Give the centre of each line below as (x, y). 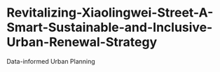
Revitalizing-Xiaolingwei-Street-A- (110, 13)
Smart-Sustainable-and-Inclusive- (110, 27)
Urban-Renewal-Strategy (82, 42)
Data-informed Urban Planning (51, 61)
